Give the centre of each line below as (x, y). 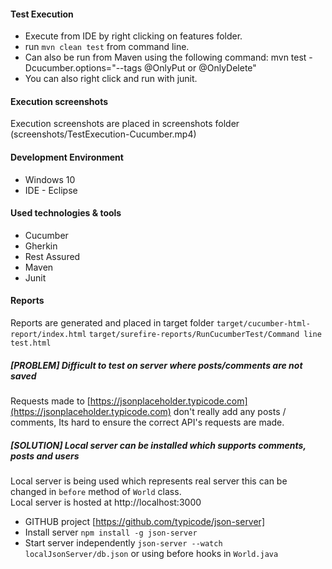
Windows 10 (50, 179)
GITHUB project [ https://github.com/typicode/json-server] (145, 521)
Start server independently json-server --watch (123, 542)
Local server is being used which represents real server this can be (149, 481)
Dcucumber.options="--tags (83, 68)
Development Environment (67, 157)
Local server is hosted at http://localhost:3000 (106, 502)
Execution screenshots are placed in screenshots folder (125, 124)
